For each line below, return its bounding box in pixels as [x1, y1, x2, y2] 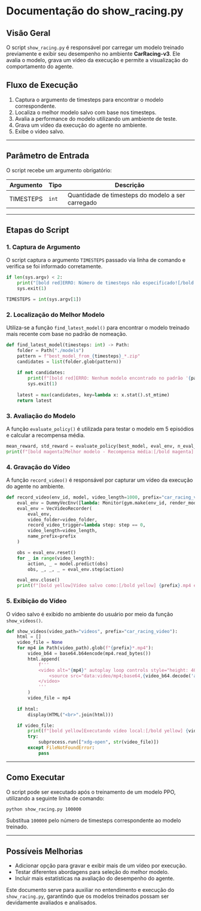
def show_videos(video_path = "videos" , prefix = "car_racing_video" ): [6, 628, 178, 634]
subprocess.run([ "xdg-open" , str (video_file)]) [38, 739, 160, 745]
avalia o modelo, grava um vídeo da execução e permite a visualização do [6, 57, 188, 63]
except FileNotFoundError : [28, 745, 95, 751]
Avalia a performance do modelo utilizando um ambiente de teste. [14, 115, 178, 122]
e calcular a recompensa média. [6, 432, 86, 439]
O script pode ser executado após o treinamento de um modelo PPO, [6, 788, 176, 796]
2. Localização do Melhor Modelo [6, 310, 105, 319]
